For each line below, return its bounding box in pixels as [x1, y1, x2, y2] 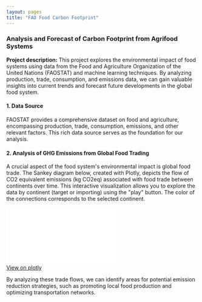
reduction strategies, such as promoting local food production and [6, 283, 172, 290]
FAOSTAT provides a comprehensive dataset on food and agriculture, [6, 116, 180, 123]
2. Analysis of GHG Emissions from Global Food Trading [6, 149, 150, 156]
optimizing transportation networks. [6, 289, 96, 296]
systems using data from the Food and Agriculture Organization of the [6, 62, 181, 70]
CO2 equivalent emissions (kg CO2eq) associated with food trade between [6, 176, 194, 183]
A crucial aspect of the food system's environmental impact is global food [6, 163, 191, 170]
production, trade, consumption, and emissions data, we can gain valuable [6, 75, 193, 83]
